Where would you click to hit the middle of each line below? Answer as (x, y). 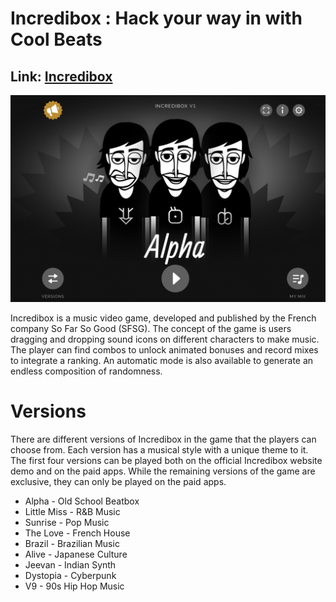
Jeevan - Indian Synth (70, 564)
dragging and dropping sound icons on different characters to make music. (165, 339)
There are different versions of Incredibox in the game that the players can (163, 439)
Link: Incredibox (61, 76)
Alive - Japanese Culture (76, 554)
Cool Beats (56, 39)
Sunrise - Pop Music (67, 522)
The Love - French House (77, 533)
